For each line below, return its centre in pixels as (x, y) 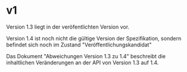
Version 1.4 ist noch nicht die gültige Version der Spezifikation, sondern (94, 38)
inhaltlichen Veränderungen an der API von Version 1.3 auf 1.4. (82, 62)
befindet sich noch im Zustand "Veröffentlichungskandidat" (79, 45)
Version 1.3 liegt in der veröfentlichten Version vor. (68, 27)
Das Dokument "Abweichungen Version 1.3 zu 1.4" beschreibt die (86, 56)
